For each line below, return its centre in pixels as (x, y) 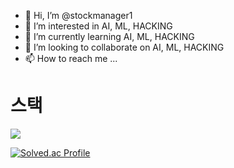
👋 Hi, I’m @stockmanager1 (78, 15)
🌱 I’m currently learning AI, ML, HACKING (109, 36)
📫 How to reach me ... (71, 58)
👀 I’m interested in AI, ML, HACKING (98, 26)
